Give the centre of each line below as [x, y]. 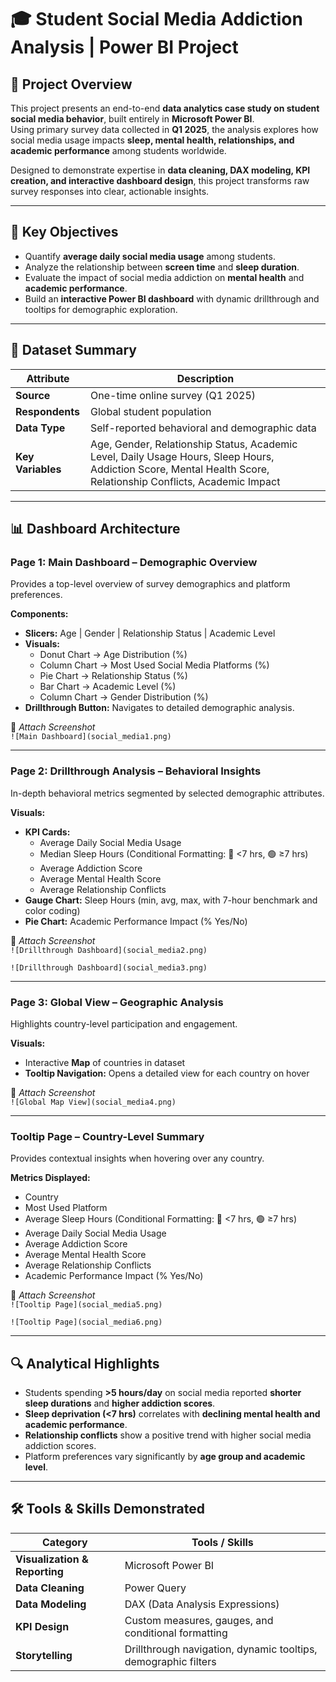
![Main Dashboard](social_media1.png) [91, 737]
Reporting [39, 1571]
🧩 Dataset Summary [73, 350]
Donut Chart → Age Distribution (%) [113, 655]
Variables [38, 469]
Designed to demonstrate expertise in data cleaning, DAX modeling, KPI [160, 170]
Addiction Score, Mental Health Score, [180, 469]
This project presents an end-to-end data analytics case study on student [165, 108]
